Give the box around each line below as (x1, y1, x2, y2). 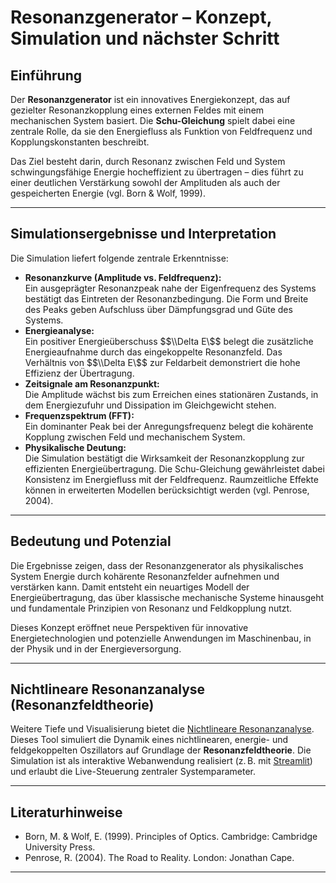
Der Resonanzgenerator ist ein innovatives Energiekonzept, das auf (10, 94, 291, 105)
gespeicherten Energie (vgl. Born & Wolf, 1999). (10, 187, 206, 199)
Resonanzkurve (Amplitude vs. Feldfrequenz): (24, 271, 222, 283)
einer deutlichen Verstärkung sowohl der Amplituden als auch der (10, 177, 281, 188)
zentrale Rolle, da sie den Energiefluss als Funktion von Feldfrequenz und (10, 126, 313, 137)
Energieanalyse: (24, 324, 95, 336)
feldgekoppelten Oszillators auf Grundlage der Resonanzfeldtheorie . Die (10, 744, 312, 756)
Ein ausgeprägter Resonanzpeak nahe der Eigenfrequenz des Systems (24, 282, 317, 294)
